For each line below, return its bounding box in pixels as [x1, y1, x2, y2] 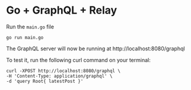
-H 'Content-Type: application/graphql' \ [6, 73, 113, 79]
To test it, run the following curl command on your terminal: [6, 56, 151, 63]
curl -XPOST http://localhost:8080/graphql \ [6, 67, 120, 74]
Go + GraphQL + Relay [6, 4, 117, 17]
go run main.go [6, 34, 44, 40]
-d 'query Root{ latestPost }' [6, 78, 84, 84]
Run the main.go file [6, 23, 55, 30]
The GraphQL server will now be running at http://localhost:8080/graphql [6, 45, 185, 52]
